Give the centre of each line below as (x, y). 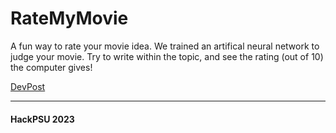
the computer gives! (51, 67)
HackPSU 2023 (42, 119)
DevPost (28, 86)
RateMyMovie (69, 18)
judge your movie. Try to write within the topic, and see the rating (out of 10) (167, 56)
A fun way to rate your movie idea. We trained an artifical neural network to (165, 46)
